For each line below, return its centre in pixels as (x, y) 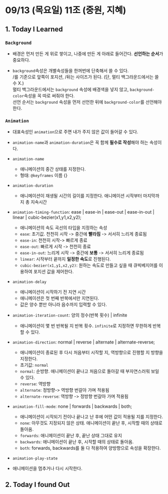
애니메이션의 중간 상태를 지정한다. (53, 169)
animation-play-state (35, 459)
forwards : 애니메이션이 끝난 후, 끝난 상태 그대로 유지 (71, 436)
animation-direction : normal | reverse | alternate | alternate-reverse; (84, 342)
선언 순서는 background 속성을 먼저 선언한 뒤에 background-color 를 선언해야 (87, 102)
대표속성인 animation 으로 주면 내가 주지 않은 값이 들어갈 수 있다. (75, 132)
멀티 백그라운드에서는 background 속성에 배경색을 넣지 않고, (70, 89)
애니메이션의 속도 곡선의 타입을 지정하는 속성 (63, 228)
